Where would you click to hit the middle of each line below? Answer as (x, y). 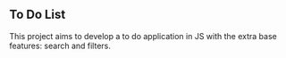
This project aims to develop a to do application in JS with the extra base (143, 36)
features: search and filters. (60, 46)
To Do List (38, 15)
